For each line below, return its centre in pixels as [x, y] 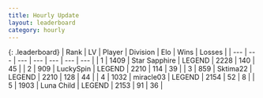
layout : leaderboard [42, 23]
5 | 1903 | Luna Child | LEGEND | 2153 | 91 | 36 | [86, 85]
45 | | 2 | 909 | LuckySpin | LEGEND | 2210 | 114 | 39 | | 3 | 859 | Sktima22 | [130, 69]
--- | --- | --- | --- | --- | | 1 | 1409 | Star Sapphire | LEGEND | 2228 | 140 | [136, 60]
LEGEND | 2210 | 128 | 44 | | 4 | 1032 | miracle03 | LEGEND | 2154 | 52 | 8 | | [131, 77]
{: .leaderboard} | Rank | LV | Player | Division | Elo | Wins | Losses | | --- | [128, 53]
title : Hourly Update [44, 15]
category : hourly [37, 30]
